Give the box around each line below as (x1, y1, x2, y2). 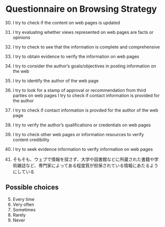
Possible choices (5, 183, 59, 192)
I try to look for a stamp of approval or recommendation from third (12, 87, 146, 93)
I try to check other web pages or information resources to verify (12, 131, 144, 137)
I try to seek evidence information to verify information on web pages (12, 146, 153, 152)
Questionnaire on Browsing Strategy (5, 3, 157, 15)
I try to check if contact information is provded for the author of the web (12, 107, 159, 113)
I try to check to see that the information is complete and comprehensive (12, 44, 160, 50)
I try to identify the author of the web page (12, 78, 99, 84)
